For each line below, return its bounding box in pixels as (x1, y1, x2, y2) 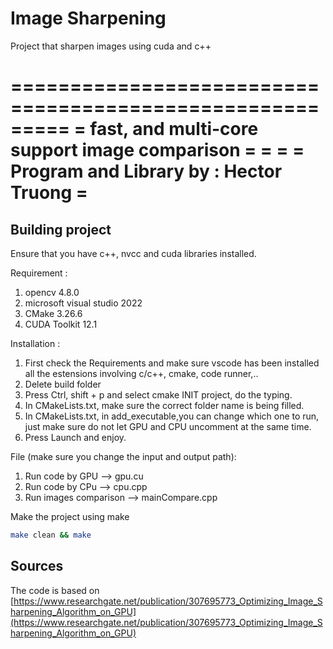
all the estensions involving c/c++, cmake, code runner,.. (24, 367, 259, 379)
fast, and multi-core (89, 118, 259, 141)
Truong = (10, 182, 88, 204)
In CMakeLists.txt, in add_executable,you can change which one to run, (24, 410, 320, 422)
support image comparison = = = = (10, 139, 305, 162)
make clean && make (10, 530, 92, 540)
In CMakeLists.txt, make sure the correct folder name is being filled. (24, 399, 305, 411)
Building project (10, 221, 112, 238)
